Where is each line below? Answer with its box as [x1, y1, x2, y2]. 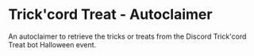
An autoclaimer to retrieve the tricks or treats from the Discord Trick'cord [8, 32, 247, 41]
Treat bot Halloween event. [8, 39, 97, 49]
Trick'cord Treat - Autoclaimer [8, 6, 213, 24]
